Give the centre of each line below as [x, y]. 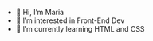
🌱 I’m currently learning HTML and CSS [80, 29]
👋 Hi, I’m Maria [40, 12]
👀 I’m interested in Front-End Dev [70, 20]
